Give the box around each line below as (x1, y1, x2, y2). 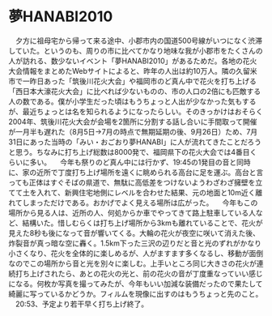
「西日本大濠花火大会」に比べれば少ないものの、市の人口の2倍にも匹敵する (8, 86, 261, 96)
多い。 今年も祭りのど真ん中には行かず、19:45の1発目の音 (29, 157, 230, 167)
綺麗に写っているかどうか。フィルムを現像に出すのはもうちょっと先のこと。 (8, 288, 263, 298)
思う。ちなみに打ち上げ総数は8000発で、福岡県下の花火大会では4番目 (15, 147, 250, 156)
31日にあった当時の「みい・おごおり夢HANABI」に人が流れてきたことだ (8, 137, 248, 147)
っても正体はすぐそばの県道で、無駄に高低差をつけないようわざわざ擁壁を (8, 177, 256, 187)
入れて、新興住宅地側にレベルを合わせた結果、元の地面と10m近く (36, 187, 256, 197)
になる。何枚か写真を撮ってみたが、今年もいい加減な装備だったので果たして (8, 279, 263, 288)
